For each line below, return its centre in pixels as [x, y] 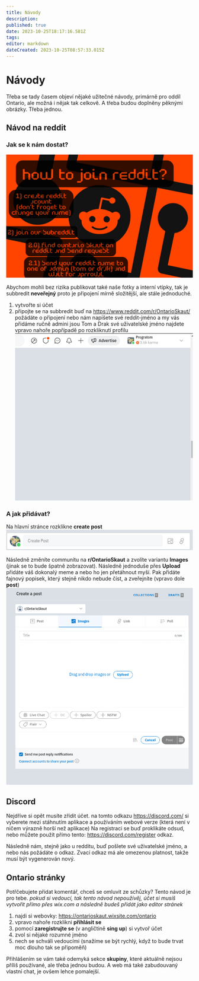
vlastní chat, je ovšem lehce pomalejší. [53, 972]
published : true [26, 25]
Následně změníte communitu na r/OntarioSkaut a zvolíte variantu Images [97, 559]
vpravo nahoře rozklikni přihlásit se [58, 922]
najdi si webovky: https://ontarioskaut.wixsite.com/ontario [86, 916]
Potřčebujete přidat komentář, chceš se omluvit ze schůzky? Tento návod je [99, 892]
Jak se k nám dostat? [37, 145]
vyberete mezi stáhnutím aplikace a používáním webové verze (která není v [98, 822]
